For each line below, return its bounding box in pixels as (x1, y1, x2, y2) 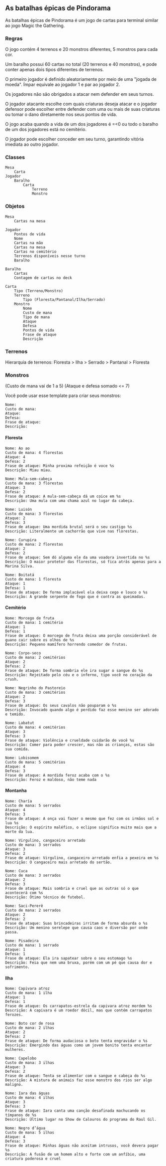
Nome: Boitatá (5, 572, 35, 578)
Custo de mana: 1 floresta (5, 577, 61, 582)
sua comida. (5, 747, 30, 752)
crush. (5, 677, 19, 682)
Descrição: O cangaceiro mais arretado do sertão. (5, 860, 112, 865)
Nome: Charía (5, 798, 32, 803)
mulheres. (5, 1047, 26, 1052)
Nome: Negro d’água (5, 1126, 46, 1131)
